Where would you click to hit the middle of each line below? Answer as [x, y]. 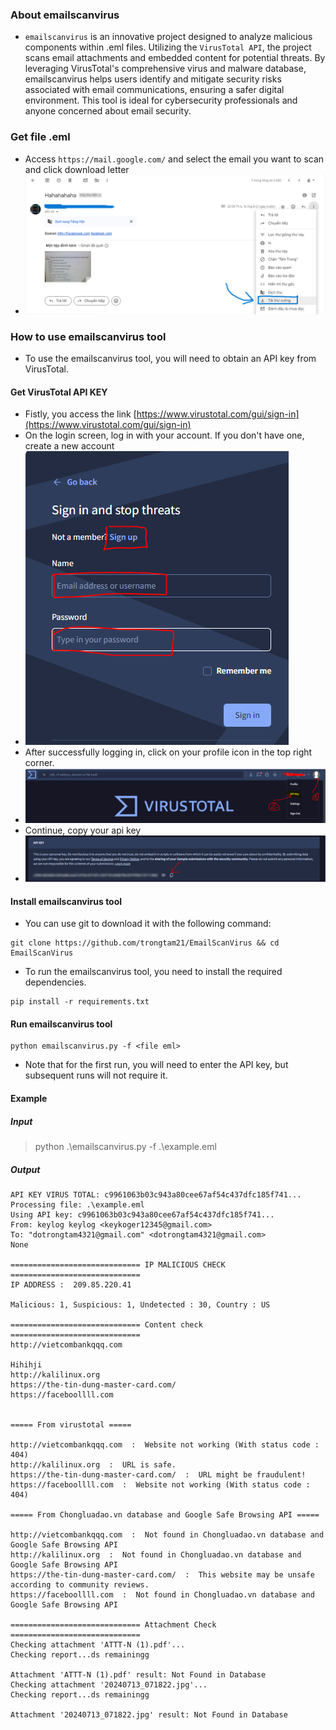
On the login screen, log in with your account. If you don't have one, [164, 435]
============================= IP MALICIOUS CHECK [118, 1265]
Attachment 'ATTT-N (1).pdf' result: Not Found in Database [138, 1675]
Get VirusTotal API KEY [59, 392]
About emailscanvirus [65, 15]
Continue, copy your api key [83, 830]
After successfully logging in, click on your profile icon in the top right [168, 752]
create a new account [69, 446]
